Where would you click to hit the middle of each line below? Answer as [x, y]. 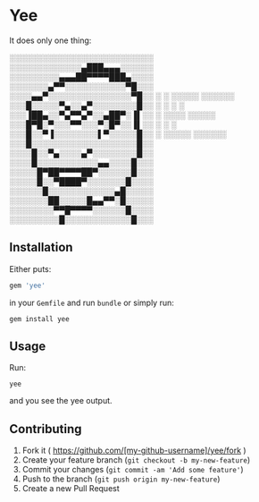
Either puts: [30, 268]
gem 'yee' [28, 285]
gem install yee [39, 319]
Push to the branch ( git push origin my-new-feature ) [121, 479]
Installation [41, 247]
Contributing [46, 429]
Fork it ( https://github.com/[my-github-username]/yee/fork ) [134, 451]
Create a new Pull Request [71, 489]
